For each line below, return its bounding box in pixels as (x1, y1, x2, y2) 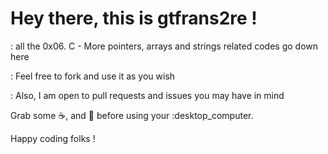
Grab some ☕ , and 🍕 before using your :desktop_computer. (10, 109, 254, 121)
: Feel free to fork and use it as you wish (10, 70, 176, 82)
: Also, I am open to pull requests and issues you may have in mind (10, 89, 285, 101)
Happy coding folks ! (10, 132, 96, 144)
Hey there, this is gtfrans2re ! (10, 7, 258, 30)
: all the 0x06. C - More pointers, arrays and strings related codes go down (10, 40, 319, 52)
